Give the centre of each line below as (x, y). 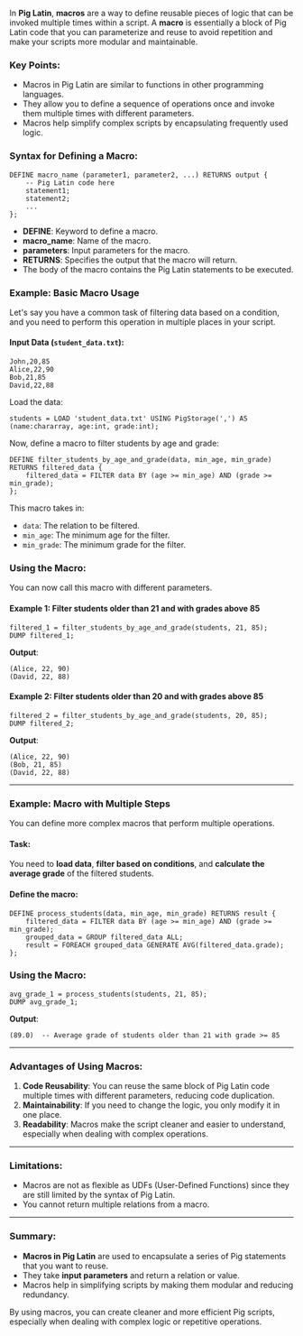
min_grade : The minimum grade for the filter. (104, 545)
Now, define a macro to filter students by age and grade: (114, 443)
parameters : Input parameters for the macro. (106, 250)
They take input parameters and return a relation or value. (131, 1275)
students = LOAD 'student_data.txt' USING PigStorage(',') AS (129, 419)
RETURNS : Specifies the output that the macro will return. (129, 260)
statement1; (48, 190)
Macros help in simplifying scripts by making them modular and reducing (158, 1285)
